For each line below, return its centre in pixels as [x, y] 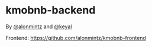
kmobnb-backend [51, 10]
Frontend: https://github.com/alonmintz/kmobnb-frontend [76, 38]
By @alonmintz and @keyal [39, 26]
